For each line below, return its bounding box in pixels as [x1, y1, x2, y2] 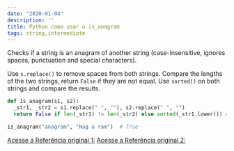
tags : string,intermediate [7, 29, 86, 37]
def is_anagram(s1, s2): [7, 98, 79, 105]
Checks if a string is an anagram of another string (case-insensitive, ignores [7, 49, 226, 57]
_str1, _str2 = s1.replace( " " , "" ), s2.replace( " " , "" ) [13, 104, 186, 111]
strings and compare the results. [7, 84, 101, 93]
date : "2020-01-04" [7, 10, 64, 17]
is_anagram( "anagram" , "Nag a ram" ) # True [7, 123, 139, 130]
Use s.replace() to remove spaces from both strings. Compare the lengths [7, 70, 223, 78]
